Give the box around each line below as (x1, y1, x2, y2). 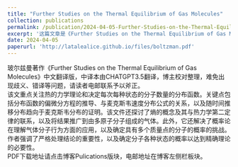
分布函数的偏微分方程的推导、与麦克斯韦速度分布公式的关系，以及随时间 (13, 99, 225, 107)
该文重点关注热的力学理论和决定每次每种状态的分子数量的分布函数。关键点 (7, 90, 225, 98)
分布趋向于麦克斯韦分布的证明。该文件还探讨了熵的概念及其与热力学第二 (13, 108, 225, 116)
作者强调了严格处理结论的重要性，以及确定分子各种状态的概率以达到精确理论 (7, 134, 231, 142)
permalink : (7, 23, 40, 30)
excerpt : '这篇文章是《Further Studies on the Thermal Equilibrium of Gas (7, 30, 227, 38)
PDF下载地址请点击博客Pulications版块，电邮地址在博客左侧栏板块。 (7, 152, 207, 160)
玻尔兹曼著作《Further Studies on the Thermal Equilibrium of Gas (7, 64, 197, 71)
